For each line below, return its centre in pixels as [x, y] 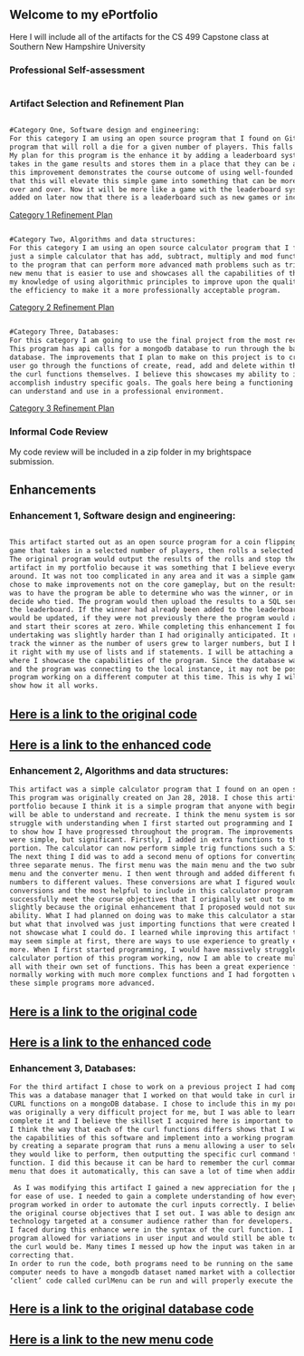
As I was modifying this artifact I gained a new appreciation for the [151, 1187]
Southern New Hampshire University [78, 46]
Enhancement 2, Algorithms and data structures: [119, 770]
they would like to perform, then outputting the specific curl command [149, 1155]
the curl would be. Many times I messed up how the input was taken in [147, 1247]
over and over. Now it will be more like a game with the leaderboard [145, 190]
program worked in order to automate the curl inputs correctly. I [139, 1205]
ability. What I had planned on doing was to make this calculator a [143, 916]
